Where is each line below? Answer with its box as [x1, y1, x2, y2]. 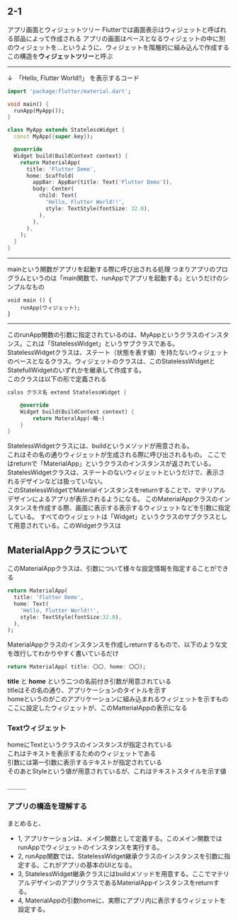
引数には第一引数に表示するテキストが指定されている [7, 758, 163, 767]
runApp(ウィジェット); [20, 305, 81, 312]
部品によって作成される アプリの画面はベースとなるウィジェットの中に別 [13, 34, 225, 42]
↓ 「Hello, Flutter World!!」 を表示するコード [7, 74, 140, 82]
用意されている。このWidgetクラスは [13, 521, 122, 530]
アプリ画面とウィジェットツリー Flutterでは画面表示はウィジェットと [7, 25, 208, 34]
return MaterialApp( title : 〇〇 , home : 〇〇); [7, 664, 147, 671]
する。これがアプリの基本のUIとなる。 [23, 861, 136, 869]
